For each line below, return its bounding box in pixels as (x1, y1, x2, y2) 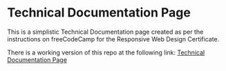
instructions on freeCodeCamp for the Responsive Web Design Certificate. (7, 34, 220, 43)
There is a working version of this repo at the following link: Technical (7, 48, 205, 57)
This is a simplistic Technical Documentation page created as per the (7, 28, 204, 36)
